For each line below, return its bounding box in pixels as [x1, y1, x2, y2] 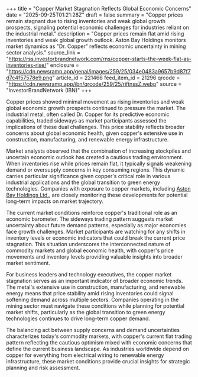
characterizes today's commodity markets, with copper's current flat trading [6, 333, 192, 340]
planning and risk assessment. [6, 364, 80, 371]
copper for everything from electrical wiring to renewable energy [6, 352, 164, 359]
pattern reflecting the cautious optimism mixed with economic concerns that [6, 339, 192, 346]
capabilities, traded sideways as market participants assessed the [6, 117, 167, 124]
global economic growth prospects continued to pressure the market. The [6, 105, 186, 111]
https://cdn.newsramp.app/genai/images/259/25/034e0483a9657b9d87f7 [8, 68, 191, 75]
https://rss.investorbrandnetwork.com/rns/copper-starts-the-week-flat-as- [8, 56, 192, 62]
